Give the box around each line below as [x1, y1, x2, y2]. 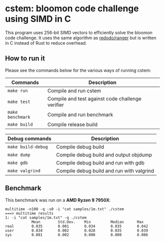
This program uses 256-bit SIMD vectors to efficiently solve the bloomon [5, 29, 153, 35]
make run [7, 88, 28, 93]
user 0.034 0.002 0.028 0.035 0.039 [5, 228, 148, 233]
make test [7, 99, 30, 105]
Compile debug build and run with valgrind [56, 167, 154, 174]
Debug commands [7, 135, 52, 142]
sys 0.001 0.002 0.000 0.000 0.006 [5, 232, 148, 237]
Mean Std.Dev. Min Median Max [31, 219, 144, 224]
